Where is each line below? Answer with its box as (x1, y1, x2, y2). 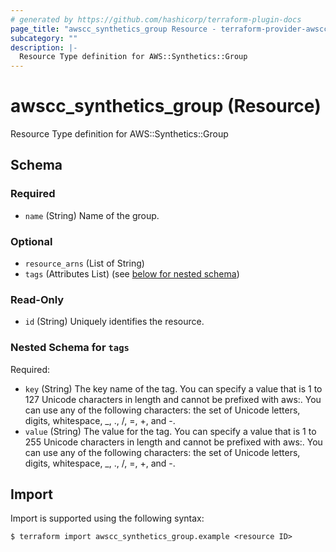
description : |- (10, 42, 78, 53)
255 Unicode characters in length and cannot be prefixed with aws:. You (24, 436, 323, 448)
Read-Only (10, 292, 65, 306)
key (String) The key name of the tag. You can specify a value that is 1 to (24, 382, 323, 395)
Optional (10, 234, 53, 248)
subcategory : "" (10, 33, 78, 43)
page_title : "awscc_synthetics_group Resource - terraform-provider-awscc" (10, 24, 333, 34)
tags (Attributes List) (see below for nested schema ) (24, 268, 240, 280)
